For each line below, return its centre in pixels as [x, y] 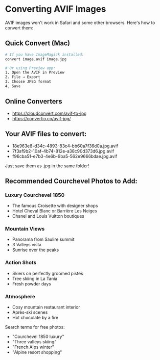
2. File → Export [23, 77]
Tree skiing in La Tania [35, 279]
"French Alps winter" [33, 347]
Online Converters [34, 102]
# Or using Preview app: [30, 68]
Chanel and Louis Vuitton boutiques [48, 216]
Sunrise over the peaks [35, 250]
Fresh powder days [32, 283]
